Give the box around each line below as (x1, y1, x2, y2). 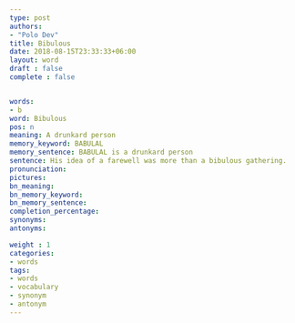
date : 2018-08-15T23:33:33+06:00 (9, 47, 137, 56)
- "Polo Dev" (9, 30, 59, 39)
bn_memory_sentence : (9, 198, 88, 207)
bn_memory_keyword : (9, 190, 84, 199)
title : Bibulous (9, 38, 71, 48)
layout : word (9, 56, 59, 65)
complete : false (9, 73, 76, 82)
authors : (9, 22, 43, 31)
